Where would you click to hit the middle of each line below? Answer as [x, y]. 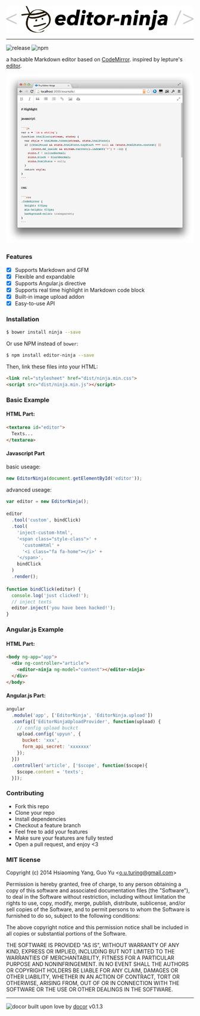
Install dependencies [40, 819]
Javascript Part [26, 454]
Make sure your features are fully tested [64, 838]
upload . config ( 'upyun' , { [49, 734]
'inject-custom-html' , [45, 533]
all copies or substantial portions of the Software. [66, 933]
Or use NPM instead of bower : [42, 344]
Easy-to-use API [35, 303]
